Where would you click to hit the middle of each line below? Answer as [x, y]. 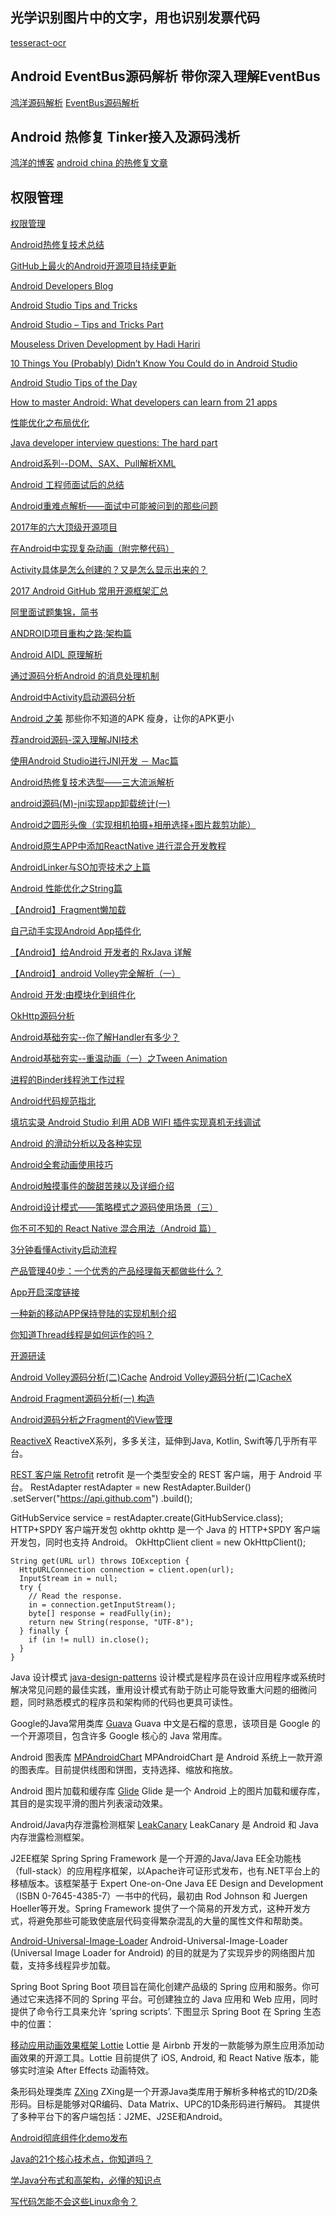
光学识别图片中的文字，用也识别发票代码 [135, 18]
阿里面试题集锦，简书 [54, 612]
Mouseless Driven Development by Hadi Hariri [105, 344]
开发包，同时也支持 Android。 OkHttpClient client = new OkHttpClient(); [158, 1542]
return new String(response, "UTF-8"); [111, 1623]
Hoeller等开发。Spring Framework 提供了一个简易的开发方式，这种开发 [156, 1909]
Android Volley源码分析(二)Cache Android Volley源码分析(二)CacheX [151, 1377]
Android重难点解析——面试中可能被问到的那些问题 [114, 506]
